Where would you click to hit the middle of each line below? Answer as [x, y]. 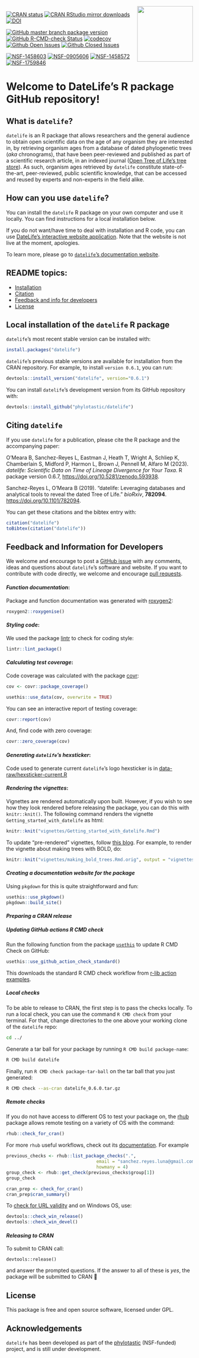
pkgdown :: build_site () [34, 902]
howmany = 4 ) [112, 1167]
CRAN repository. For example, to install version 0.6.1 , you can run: [89, 368]
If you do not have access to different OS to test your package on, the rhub [98, 1117]
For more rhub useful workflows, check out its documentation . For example [98, 1145]
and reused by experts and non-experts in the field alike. [75, 179]
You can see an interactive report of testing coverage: [72, 708]
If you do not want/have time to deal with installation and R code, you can [96, 230]
